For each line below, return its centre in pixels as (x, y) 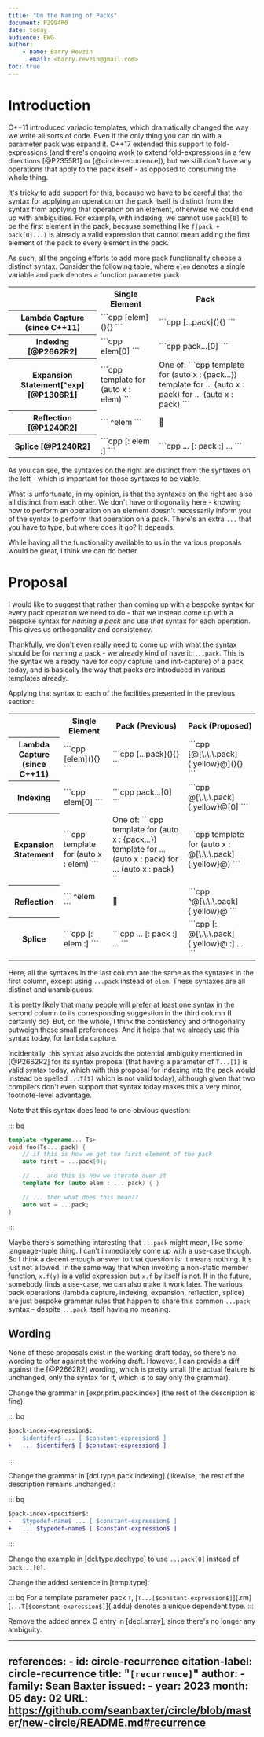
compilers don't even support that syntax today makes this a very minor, (125, 1086)
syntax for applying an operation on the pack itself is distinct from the (121, 200)
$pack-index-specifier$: (49, 1514)
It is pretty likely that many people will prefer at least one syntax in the (121, 1004)
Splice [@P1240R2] (53, 446)
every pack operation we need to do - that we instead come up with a (121, 612)
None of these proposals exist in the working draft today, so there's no (122, 1353)
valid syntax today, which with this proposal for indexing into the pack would (132, 1070)
